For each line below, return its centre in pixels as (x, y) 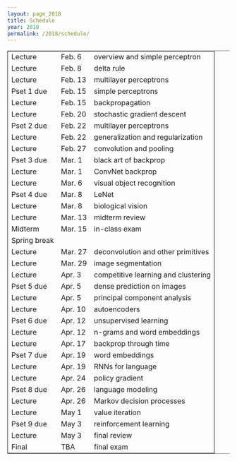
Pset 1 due (29, 91)
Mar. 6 (72, 183)
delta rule (110, 68)
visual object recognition (135, 183)
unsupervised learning (131, 321)
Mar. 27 (74, 252)
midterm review (120, 217)
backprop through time (132, 344)
